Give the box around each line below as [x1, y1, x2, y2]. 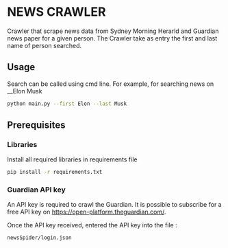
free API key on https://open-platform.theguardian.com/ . [7, 207, 166, 216]
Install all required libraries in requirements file [7, 155, 138, 164]
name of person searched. [7, 41, 82, 49]
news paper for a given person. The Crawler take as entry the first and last [7, 34, 218, 42]
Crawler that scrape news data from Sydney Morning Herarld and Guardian [7, 27, 219, 35]
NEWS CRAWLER [7, 4, 106, 20]
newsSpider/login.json [7, 234, 72, 241]
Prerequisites [7, 120, 66, 131]
